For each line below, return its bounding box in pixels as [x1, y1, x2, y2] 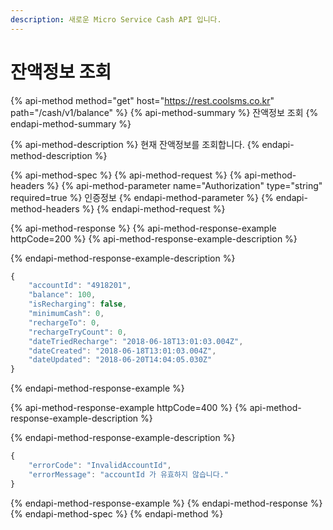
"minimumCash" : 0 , [28, 309, 105, 319]
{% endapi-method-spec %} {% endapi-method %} [10, 507, 224, 520]
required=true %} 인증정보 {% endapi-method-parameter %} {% [10, 191, 274, 203]
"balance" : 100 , [28, 290, 97, 300]
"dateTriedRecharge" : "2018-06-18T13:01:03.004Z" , [28, 336, 244, 346]
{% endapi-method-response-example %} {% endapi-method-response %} [10, 497, 323, 509]
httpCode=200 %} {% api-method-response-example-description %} [10, 232, 298, 245]
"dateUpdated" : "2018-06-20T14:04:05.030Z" [28, 355, 213, 365]
